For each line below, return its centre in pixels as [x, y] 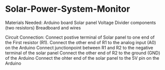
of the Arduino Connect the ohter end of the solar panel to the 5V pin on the [82, 58]
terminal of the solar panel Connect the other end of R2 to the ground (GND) [83, 53]
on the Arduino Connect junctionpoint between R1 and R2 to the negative [79, 47]
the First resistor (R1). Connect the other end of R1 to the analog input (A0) [81, 42]
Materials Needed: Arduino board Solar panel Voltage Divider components [81, 23]
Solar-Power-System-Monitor [68, 9]
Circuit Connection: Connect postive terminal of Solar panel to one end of [80, 37]
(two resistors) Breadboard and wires [43, 27]
